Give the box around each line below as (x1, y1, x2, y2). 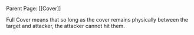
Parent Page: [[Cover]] (6, 5, 61, 12)
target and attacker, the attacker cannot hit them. (6, 23, 125, 29)
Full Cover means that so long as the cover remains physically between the (6, 16, 189, 23)
